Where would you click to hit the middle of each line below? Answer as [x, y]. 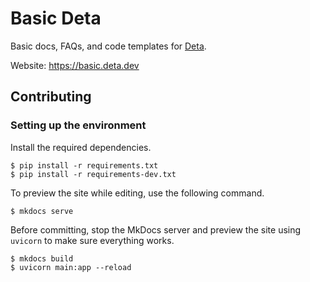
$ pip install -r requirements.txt [84, 165]
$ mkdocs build [42, 258]
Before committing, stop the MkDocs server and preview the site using [156, 229]
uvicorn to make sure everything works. [92, 240]
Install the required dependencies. [81, 147]
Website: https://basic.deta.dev [75, 65]
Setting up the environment [78, 125]
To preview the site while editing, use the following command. [137, 193]
